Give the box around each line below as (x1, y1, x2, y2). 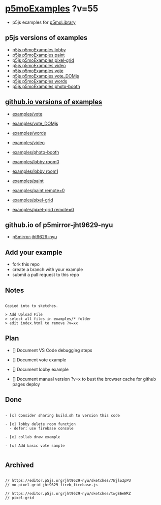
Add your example (5, 248, 63, 257)
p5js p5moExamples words (12, 78, 67, 84)
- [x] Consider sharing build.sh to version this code (5, 413, 120, 418)
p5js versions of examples (5, 34, 88, 42)
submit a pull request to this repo (12, 272, 80, 278)
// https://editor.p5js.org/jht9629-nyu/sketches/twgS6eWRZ (5, 491, 131, 496)
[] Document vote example (12, 356, 66, 363)
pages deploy (12, 381, 40, 387)
